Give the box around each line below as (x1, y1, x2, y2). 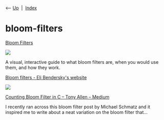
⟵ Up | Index (5, 5, 37, 11)
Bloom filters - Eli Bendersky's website (5, 74, 87, 80)
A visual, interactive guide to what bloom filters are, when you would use (5, 59, 159, 65)
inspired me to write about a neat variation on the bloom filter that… (5, 109, 148, 115)
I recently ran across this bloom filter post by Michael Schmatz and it (5, 104, 150, 110)
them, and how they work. (5, 64, 60, 70)
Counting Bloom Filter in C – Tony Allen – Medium (5, 93, 110, 100)
